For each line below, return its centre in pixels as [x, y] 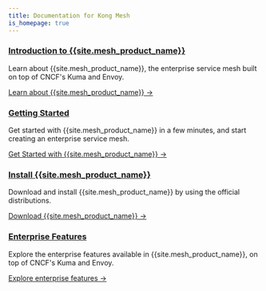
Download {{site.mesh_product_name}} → [77, 216]
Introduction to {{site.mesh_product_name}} [97, 51]
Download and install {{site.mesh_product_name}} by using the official [124, 192]
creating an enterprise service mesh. [69, 139]
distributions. [30, 201]
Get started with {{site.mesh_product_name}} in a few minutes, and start [127, 130]
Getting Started [39, 112]
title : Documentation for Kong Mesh [69, 16]
